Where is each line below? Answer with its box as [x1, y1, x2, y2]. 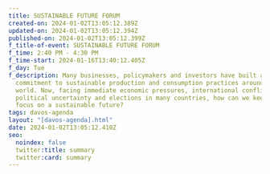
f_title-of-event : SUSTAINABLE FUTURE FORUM [8, 42, 160, 50]
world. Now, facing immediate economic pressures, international [15, 86, 239, 95]
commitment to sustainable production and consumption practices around [15, 79, 264, 87]
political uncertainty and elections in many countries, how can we [15, 94, 250, 102]
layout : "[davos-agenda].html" [8, 116, 113, 124]
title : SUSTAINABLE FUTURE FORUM [8, 11, 121, 20]
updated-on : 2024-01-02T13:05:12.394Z [8, 26, 138, 34]
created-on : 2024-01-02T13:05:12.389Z [8, 19, 138, 27]
